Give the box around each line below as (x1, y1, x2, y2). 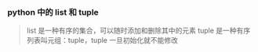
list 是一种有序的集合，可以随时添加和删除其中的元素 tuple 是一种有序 (26, 26, 251, 36)
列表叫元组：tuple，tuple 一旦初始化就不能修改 (26, 36, 178, 45)
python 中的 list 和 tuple (7, 6, 99, 17)
